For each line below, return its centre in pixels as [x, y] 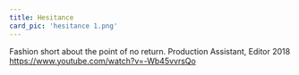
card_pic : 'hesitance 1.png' [64, 26]
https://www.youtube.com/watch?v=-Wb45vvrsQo [103, 61]
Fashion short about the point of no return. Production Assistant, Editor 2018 [150, 51]
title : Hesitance [42, 17]
